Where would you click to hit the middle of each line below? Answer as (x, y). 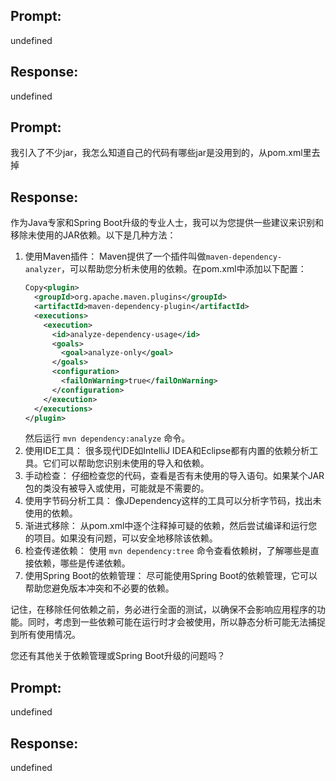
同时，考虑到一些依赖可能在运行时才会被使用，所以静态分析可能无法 (167, 622)
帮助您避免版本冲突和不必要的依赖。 (99, 588)
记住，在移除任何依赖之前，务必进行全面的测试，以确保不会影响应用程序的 (163, 610)
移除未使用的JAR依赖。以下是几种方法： (93, 235)
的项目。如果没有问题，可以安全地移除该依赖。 (121, 538)
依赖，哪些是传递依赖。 (82, 563)
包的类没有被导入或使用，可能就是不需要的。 (117, 488)
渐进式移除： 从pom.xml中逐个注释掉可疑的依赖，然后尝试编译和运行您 (171, 526)
